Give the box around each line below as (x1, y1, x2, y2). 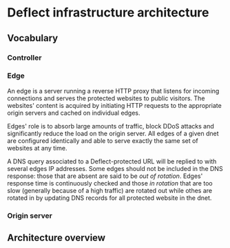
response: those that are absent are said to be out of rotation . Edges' (7, 172, 203, 180)
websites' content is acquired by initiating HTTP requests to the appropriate (7, 101, 222, 109)
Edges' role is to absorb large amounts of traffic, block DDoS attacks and (7, 122, 215, 130)
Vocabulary (7, 32, 59, 44)
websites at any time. (7, 144, 67, 152)
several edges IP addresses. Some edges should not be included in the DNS (7, 164, 223, 172)
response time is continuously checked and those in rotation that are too (7, 179, 213, 187)
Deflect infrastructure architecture (7, 5, 209, 21)
